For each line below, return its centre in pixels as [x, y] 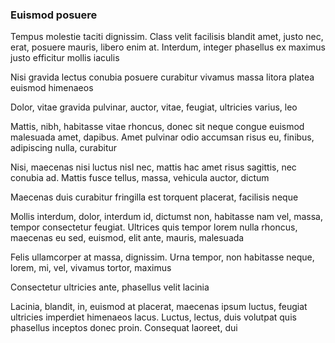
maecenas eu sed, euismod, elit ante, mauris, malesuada [127, 238]
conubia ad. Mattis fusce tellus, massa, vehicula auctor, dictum [140, 178]
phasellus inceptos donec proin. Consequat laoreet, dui [124, 328]
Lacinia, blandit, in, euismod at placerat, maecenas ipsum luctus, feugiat [159, 307]
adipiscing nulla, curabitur [64, 148]
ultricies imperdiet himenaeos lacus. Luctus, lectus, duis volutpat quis [153, 317]
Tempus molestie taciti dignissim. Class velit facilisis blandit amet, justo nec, [167, 37]
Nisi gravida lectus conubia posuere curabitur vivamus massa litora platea [162, 77]
